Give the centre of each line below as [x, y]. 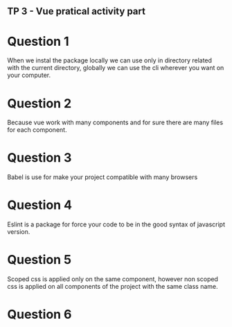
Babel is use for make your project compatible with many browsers [102, 177]
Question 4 [40, 205]
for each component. [37, 130]
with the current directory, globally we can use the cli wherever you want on [116, 68]
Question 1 [38, 41]
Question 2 [39, 103]
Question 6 [39, 315]
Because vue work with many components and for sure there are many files [115, 123]
